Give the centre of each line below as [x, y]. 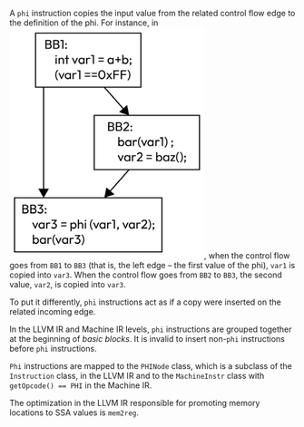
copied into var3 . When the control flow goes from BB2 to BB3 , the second [146, 275]
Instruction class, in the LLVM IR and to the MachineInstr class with [137, 376]
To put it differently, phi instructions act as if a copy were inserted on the [145, 302]
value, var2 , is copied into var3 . [68, 284]
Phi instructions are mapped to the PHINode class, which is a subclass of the [151, 366]
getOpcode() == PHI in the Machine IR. [81, 385]
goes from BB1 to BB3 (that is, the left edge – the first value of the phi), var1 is [152, 265]
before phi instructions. [53, 349]
